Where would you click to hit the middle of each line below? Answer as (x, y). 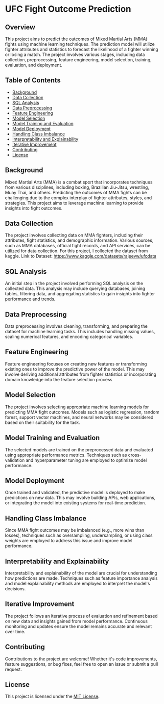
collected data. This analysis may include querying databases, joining (75, 288)
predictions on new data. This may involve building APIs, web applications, (80, 498)
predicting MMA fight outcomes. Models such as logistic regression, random (82, 412)
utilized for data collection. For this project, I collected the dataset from (77, 251)
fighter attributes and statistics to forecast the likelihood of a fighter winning (82, 49)
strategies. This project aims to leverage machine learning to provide (74, 203)
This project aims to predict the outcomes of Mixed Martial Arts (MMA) (76, 39)
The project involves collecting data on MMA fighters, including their (74, 235)
